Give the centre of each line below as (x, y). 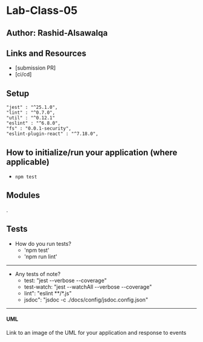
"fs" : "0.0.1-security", (39, 129)
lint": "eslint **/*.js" (48, 293)
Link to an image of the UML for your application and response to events (96, 332)
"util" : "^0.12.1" (31, 118)
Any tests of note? (38, 274)
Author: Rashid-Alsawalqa (57, 33)
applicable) (28, 162)
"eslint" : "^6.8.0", (34, 123)
